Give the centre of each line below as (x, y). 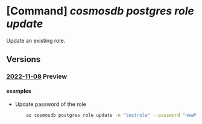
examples (19, 91)
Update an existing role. (36, 40)
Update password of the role (50, 104)
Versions (24, 59)
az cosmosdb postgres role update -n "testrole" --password (103, 116)
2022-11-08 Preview (37, 76)
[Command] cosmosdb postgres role (100, 11)
